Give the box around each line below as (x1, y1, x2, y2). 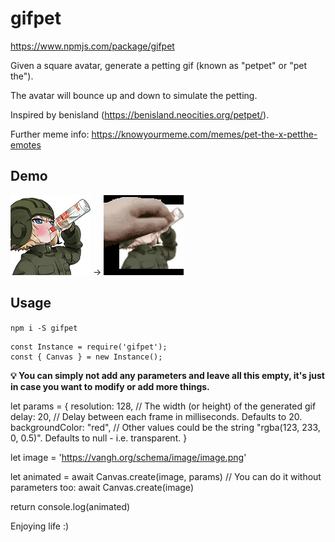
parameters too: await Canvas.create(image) (10, 481, 194, 493)
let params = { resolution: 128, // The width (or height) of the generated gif (10, 400, 317, 412)
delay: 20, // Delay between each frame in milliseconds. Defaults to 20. (10, 410, 303, 422)
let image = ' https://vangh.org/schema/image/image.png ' (10, 451, 247, 463)
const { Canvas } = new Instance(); (10, 352, 163, 362)
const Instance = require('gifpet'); (10, 342, 168, 352)
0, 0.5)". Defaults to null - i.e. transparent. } (10, 432, 188, 444)
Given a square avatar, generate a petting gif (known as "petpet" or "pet (10, 59, 307, 71)
